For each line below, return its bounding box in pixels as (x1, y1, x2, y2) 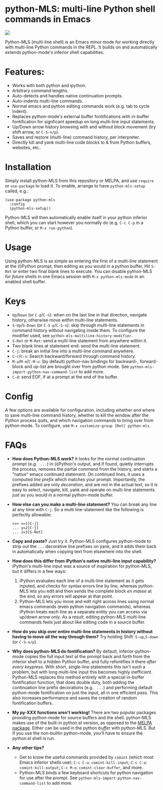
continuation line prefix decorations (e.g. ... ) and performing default (12, 684, 153, 690)
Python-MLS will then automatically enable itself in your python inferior (5, 214, 147, 220)
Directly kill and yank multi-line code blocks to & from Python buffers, (12, 139, 152, 145)
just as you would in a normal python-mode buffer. (12, 492, 114, 497)
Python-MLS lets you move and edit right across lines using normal (19, 598, 154, 604)
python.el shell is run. (12, 735, 55, 741)
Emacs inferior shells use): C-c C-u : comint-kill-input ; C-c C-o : (19, 759, 147, 765)
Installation (5, 162, 52, 173)
